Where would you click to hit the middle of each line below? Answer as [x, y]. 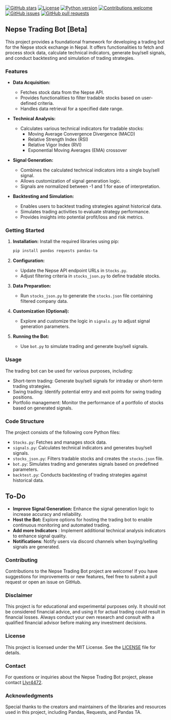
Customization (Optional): [41, 311]
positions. [23, 397]
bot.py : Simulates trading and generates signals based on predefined [86, 464]
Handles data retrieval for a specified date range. [72, 109]
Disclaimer [19, 595]
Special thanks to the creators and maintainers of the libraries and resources [86, 707]
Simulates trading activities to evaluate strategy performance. [85, 212]
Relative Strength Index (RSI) [58, 139]
